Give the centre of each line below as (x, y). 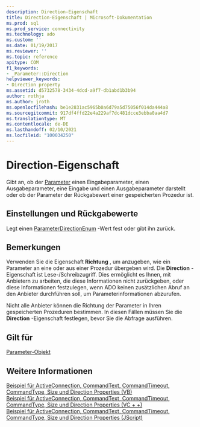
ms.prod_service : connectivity (45, 29)
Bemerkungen (34, 247)
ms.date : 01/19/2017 (32, 46)
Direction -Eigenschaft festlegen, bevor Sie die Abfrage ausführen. (89, 318)
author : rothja (25, 96)
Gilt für (20, 337)
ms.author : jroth (28, 101)
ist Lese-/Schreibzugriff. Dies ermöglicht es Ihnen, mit (104, 275)
